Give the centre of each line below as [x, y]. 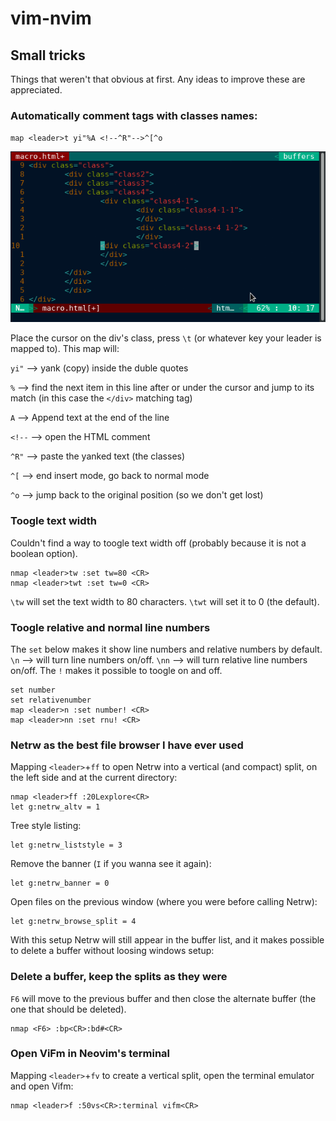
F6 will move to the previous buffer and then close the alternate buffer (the [163, 998]
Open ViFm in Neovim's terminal [90, 1054]
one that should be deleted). [68, 1009]
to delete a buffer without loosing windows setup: [112, 951]
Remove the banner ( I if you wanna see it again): [111, 864]
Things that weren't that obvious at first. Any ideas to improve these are [158, 79]
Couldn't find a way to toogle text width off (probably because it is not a [158, 543]
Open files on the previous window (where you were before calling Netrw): [164, 902]
